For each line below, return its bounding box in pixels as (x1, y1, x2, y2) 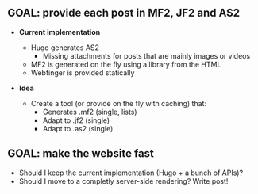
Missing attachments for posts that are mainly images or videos (42, 51, 251, 60)
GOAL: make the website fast (7, 146, 154, 161)
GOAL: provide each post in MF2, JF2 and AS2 (7, 6, 241, 20)
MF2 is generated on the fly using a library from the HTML (30, 59, 221, 69)
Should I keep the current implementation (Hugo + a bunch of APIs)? (18, 168, 244, 177)
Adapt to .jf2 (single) (42, 115, 110, 125)
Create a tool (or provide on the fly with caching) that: (30, 98, 207, 108)
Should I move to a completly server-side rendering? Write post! (18, 176, 229, 185)
